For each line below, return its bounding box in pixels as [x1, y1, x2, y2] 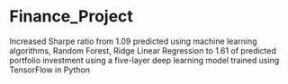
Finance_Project [9, 6, 133, 27]
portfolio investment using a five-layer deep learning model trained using [9, 55, 280, 65]
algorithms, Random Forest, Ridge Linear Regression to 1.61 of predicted [9, 45, 277, 55]
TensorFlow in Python [9, 64, 90, 75]
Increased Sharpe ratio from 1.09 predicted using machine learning [9, 36, 258, 46]
